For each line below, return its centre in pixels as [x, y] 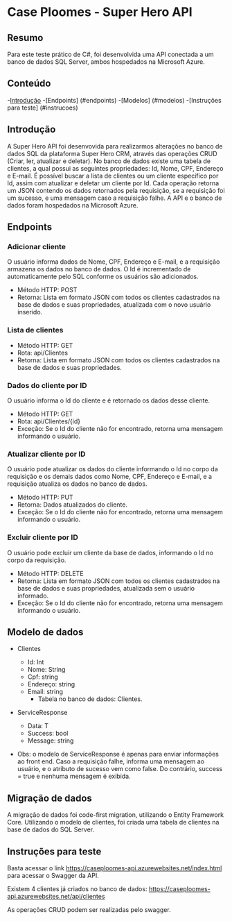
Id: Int [36, 662]
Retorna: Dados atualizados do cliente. [72, 505]
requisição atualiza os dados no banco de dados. [77, 484]
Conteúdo [29, 84]
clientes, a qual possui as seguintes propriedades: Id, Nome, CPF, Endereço [115, 168]
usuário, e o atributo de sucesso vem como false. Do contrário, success [120, 769]
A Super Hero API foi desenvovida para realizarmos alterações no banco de [115, 146]
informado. [33, 595]
